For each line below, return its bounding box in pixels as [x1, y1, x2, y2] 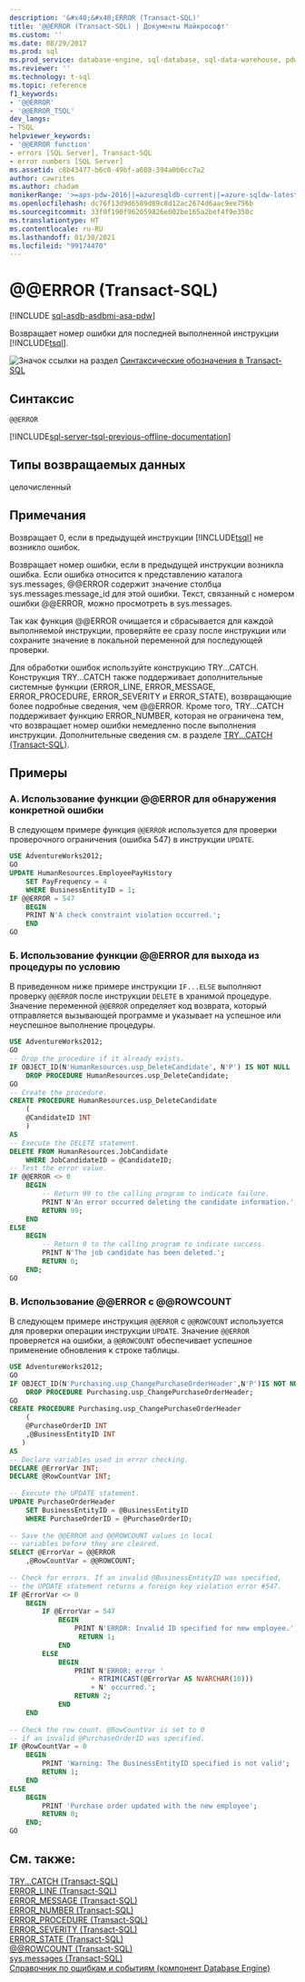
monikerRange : [9, 191, 64, 200]
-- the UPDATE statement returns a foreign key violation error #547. [9, 1582, 282, 1591]
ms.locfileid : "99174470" [9, 242, 107, 251]
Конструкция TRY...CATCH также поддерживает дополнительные [9, 671, 263, 682]
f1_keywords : [9, 89, 59, 98]
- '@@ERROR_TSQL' [9, 106, 75, 115]
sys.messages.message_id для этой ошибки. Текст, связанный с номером [9, 587, 295, 599]
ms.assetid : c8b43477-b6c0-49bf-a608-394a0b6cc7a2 [9, 165, 205, 174]
